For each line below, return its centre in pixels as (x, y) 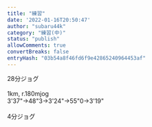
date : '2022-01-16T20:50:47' (49, 20)
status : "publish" (33, 39)
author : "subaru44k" (37, 26)
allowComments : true (37, 45)
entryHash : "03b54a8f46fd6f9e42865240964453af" (77, 58)
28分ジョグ (23, 78)
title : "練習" (26, 13)
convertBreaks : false (38, 52)
